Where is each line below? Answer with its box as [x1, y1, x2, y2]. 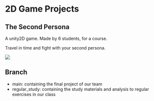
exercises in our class [12, 91, 56, 97]
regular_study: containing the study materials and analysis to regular [12, 86, 149, 92]
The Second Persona [5, 23, 69, 31]
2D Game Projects [5, 3, 79, 15]
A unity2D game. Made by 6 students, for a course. [5, 35, 108, 41]
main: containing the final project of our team [12, 81, 103, 87]
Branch [5, 68, 28, 76]
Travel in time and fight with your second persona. [5, 45, 106, 50]
